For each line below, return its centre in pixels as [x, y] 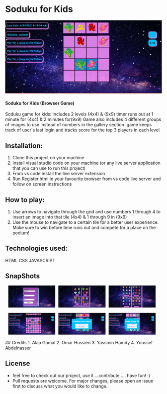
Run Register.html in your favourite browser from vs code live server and [86, 179]
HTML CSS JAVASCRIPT [30, 260]
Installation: [24, 146]
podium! [21, 233]
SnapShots [23, 276]
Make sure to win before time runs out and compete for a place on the [84, 228]
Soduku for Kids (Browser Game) [40, 103]
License [18, 363]
